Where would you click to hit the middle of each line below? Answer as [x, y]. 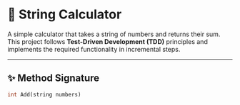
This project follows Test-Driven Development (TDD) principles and [108, 41]
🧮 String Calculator [65, 15]
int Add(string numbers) [44, 94]
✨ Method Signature [54, 78]
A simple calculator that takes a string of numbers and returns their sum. [114, 34]
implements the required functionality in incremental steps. [94, 49]
